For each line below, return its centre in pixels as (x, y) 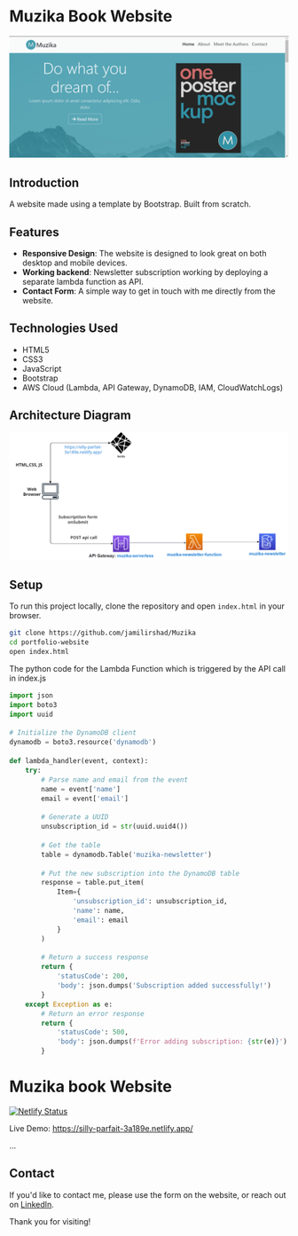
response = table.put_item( (93, 883)
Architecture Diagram (70, 416)
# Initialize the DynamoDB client (73, 733)
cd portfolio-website (49, 642)
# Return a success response (95, 957)
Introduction (44, 182)
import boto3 (33, 705)
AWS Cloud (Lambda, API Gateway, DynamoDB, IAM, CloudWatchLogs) (153, 387)
